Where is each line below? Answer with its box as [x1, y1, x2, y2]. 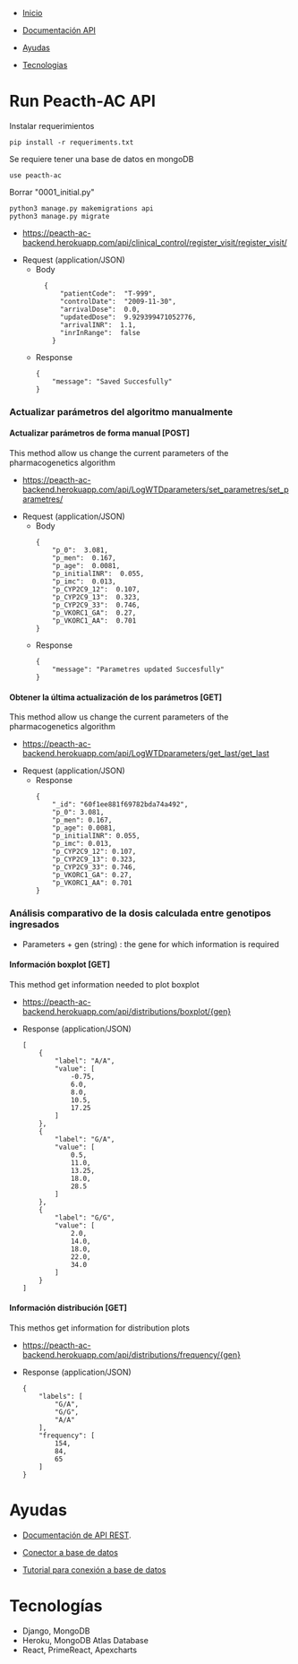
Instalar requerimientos [9, 120, 95, 131]
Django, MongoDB [21, 1625, 90, 1636]
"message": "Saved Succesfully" [52, 376, 173, 386]
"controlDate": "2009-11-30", [59, 297, 177, 306]
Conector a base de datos [21, 1547, 119, 1557]
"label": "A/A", [55, 1056, 115, 1065]
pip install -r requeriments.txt [9, 138, 134, 147]
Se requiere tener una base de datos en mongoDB [9, 153, 194, 164]
